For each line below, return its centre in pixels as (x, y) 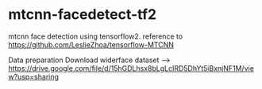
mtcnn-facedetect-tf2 (83, 15)
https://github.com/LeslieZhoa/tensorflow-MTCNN (91, 44)
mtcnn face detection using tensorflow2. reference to (96, 36)
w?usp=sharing (34, 76)
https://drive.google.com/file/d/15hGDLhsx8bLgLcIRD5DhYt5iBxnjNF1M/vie (131, 68)
